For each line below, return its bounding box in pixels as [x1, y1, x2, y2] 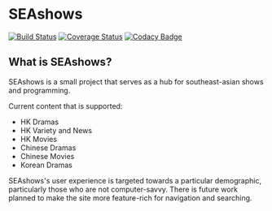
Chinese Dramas [20, 143, 77, 153]
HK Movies [20, 134, 58, 144]
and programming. [8, 85, 71, 95]
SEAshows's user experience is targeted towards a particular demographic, [8, 175, 262, 185]
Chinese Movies [20, 151, 75, 161]
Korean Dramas [20, 160, 73, 170]
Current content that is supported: [8, 101, 123, 110]
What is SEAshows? [8, 55, 112, 69]
